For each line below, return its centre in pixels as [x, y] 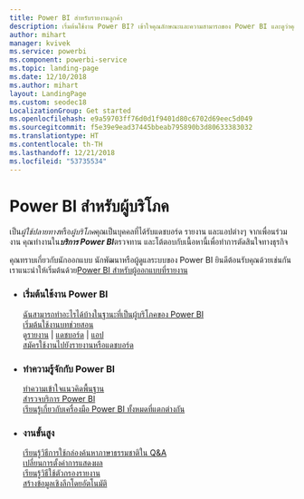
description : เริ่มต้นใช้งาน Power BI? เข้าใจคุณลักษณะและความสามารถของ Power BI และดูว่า [150, 26]
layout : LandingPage [48, 93]
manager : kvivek [40, 43]
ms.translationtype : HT [54, 136]
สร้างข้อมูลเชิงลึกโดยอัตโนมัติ [65, 484]
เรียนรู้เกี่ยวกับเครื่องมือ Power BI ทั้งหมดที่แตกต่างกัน [104, 409]
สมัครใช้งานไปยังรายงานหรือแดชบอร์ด [78, 345]
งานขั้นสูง [38, 433]
